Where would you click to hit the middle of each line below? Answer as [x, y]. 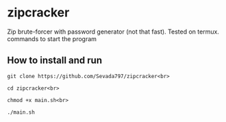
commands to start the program [52, 38]
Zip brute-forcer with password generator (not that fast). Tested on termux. [113, 32]
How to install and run [55, 61]
